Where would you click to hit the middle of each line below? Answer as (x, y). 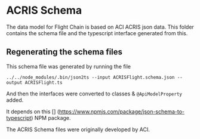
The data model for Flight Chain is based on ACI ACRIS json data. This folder (100, 27)
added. (15, 100)
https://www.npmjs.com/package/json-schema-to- (122, 112)
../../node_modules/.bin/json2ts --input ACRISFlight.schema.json (90, 77)
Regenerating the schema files (64, 52)
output (14, 82)
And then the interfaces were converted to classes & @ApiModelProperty (94, 94)
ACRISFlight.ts (44, 82)
